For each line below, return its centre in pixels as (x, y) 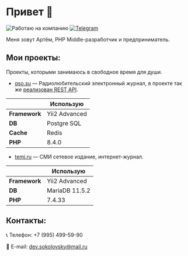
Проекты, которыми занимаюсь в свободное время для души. (84, 72)
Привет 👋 (30, 12)
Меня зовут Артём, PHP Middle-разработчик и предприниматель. (88, 39)
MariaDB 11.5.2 (68, 191)
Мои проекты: (33, 58)
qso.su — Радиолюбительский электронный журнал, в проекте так (98, 83)
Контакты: (26, 221)
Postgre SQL (64, 123)
